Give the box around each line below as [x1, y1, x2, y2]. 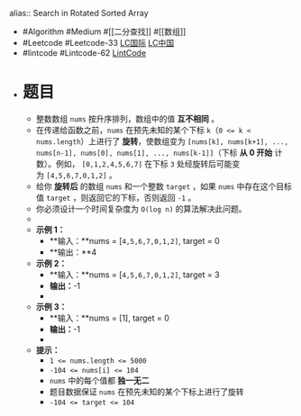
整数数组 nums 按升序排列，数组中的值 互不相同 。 [35, 113, 219, 124]
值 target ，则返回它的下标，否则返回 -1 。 [35, 192, 196, 203]
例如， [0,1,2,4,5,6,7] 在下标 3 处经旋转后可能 [55, 158, 233, 169]
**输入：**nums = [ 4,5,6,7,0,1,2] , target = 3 [49, 269, 220, 280]
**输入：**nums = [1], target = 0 [49, 312, 169, 323]
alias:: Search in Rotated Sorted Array [9, 8, 149, 18]
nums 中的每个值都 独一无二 [49, 375, 150, 385]
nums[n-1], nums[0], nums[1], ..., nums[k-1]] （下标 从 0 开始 [35, 147, 273, 158]
